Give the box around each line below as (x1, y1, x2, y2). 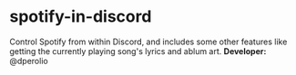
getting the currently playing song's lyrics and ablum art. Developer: (9, 45, 267, 56)
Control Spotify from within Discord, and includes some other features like (9, 36, 288, 47)
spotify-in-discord (9, 6, 152, 27)
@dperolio (9, 55, 48, 66)
